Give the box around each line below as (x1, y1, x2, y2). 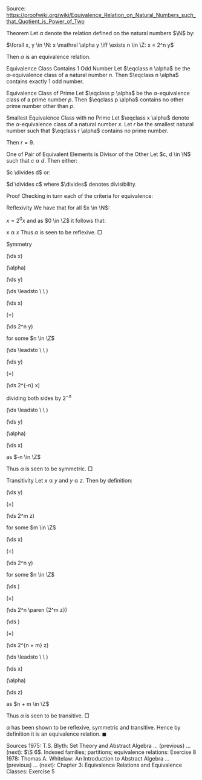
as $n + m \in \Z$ (6, 700, 50, 707)
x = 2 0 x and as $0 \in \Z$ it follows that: (6, 216, 106, 224)
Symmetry (6, 240, 32, 248)
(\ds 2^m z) (6, 512, 35, 519)
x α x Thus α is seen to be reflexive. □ (6, 228, 103, 236)
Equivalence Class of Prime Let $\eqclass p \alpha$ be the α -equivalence (6, 90, 191, 97)
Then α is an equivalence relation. (6, 53, 91, 61)
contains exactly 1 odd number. (6, 78, 84, 85)
